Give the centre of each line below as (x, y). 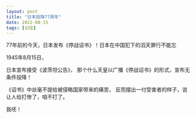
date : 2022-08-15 (27, 22)
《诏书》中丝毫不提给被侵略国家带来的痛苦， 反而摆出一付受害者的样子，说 (97, 90)
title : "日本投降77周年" (34, 17)
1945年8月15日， (26, 58)
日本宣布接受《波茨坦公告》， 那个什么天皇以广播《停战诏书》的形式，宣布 (95, 70)
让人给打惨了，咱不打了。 (37, 97)
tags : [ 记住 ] (21, 28)
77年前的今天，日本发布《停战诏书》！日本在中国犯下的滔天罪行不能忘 (92, 45)
